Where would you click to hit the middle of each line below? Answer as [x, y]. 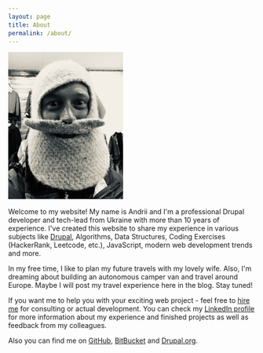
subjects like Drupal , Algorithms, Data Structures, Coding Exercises [117, 237]
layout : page [29, 16]
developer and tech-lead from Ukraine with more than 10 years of [114, 220]
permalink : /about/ [40, 33]
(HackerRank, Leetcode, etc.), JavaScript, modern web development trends [130, 245]
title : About [29, 25]
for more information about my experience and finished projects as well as [128, 317]
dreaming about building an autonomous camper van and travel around [123, 277]
